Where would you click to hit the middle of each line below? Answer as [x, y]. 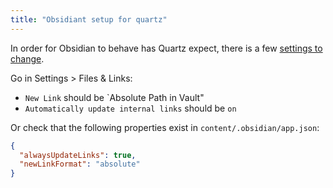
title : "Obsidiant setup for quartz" [89, 19]
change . [27, 58]
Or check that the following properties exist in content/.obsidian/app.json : [165, 127]
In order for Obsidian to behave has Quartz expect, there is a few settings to [166, 48]
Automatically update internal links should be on [130, 108]
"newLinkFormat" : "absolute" [80, 164]
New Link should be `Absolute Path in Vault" [114, 97]
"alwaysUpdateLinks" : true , [78, 155]
